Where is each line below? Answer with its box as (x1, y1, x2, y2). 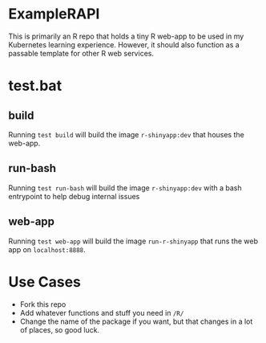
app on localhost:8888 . (8, 244, 86, 254)
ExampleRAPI (8, 5, 100, 23)
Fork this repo (19, 299, 66, 309)
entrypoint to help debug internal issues (8, 191, 140, 201)
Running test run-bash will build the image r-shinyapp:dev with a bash (8, 182, 242, 193)
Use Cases (8, 272, 82, 291)
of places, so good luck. (19, 325, 100, 334)
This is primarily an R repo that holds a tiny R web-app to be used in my (8, 31, 244, 41)
